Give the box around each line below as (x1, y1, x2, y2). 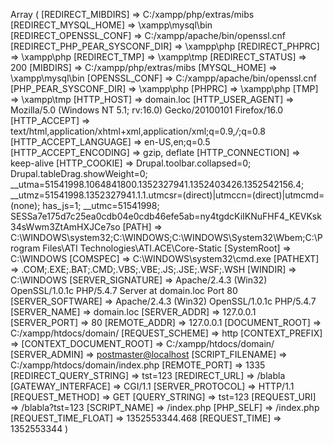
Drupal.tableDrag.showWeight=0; (10, 168, 148, 179)
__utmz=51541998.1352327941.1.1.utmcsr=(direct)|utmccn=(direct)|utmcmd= (10, 189, 325, 201)
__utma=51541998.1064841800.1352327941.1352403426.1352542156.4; (10, 179, 305, 190)
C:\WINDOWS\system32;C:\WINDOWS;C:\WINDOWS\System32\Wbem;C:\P (10, 232, 323, 243)
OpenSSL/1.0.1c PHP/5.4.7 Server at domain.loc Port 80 (10, 285, 238, 296)
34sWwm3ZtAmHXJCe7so (10, 221, 121, 233)
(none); (10, 200, 41, 211)
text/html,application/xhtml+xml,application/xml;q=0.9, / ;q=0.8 (10, 125, 266, 137)
